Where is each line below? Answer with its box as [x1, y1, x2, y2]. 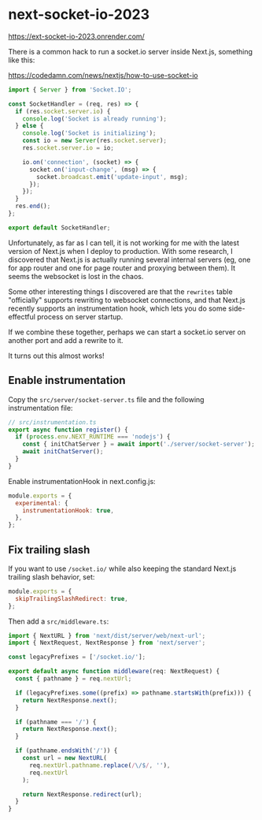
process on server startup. [36, 311, 124, 321]
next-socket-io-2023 [8, 6, 150, 24]
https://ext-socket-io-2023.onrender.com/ [8, 32, 146, 41]
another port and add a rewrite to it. [8, 335, 124, 345]
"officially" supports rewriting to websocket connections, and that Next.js [8, 295, 246, 304]
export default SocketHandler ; [8, 223, 111, 232]
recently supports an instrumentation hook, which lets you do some [8, 304, 227, 313]
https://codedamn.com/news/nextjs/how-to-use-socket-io [8, 70, 198, 80]
